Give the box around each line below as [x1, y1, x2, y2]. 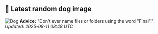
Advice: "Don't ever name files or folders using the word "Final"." [19, 18, 154, 24]
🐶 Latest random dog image [5, 5, 92, 13]
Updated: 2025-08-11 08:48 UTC [5, 23, 73, 29]
